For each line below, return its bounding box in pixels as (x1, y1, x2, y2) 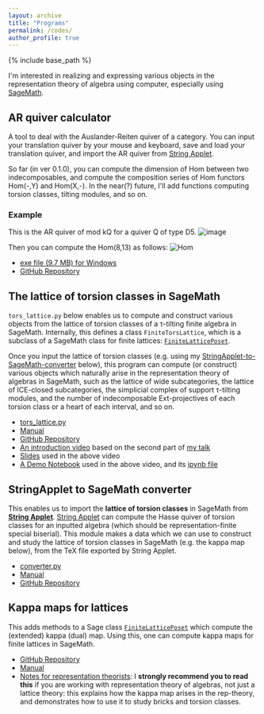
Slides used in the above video (19, 451, 121, 461)
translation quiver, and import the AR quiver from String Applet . (8, 149, 214, 159)
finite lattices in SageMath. (8, 639, 95, 648)
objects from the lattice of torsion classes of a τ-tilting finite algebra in (8, 319, 237, 329)
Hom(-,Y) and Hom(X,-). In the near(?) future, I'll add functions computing (8, 181, 250, 191)
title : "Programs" (8, 19, 69, 27)
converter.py (19, 561, 62, 570)
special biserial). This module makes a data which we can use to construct (8, 529, 252, 538)
